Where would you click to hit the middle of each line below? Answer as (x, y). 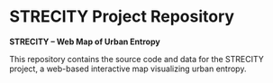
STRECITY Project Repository (122, 17)
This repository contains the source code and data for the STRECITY (136, 59)
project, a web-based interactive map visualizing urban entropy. (128, 69)
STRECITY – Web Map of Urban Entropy (85, 41)
